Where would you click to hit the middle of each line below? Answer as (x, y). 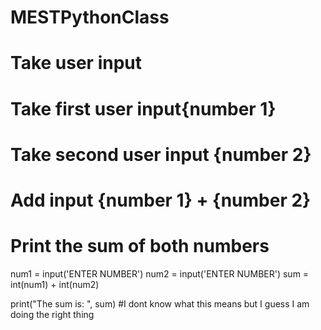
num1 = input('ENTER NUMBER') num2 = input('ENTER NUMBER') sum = (160, 273)
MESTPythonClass (90, 17)
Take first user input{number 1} (143, 108)
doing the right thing (52, 314)
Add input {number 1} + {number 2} (161, 200)
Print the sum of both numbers (140, 246)
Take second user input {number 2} (161, 154)
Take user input (76, 63)
